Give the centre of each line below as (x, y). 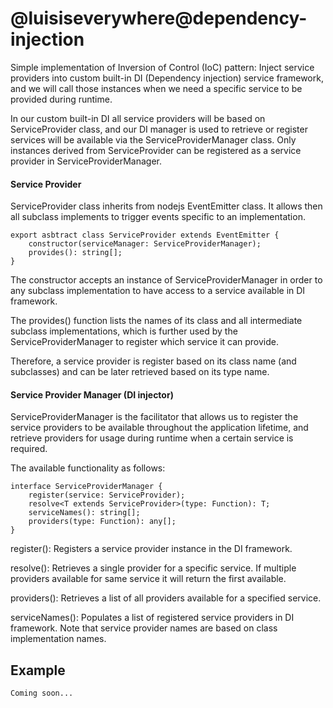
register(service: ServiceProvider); (107, 495)
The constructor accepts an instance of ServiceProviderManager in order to (166, 280)
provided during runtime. (61, 99)
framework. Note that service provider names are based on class (144, 628)
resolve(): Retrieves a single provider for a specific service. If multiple (153, 568)
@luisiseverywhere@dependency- (159, 18)
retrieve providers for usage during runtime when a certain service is (152, 438)
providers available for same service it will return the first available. (148, 579)
